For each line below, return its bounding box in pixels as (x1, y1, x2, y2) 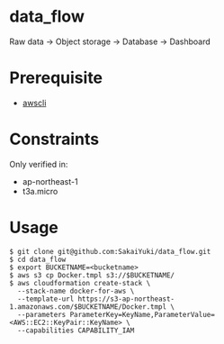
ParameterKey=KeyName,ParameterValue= (69, 310, 216, 319)
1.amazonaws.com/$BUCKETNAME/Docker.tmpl (9, 302, 167, 312)
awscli (22, 97, 47, 108)
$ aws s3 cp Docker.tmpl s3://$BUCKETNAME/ (9, 270, 175, 280)
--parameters (17, 310, 67, 319)
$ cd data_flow (9, 255, 67, 264)
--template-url (17, 294, 75, 303)
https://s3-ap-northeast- (77, 294, 175, 303)
